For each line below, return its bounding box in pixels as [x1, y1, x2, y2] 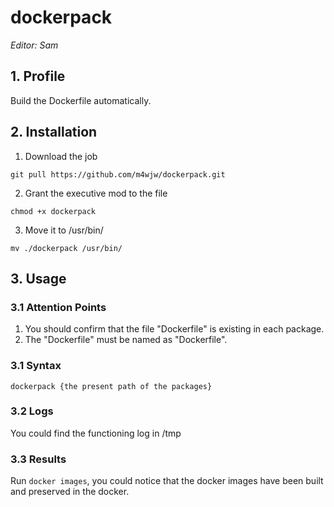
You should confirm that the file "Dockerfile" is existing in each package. [24, 323, 325, 335]
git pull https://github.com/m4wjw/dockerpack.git [10, 169, 226, 180]
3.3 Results [10, 452, 67, 466]
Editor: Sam [10, 39, 59, 51]
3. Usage [10, 270, 67, 287]
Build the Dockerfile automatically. [10, 94, 152, 106]
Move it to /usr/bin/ [24, 224, 104, 236]
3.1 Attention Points [10, 300, 107, 314]
